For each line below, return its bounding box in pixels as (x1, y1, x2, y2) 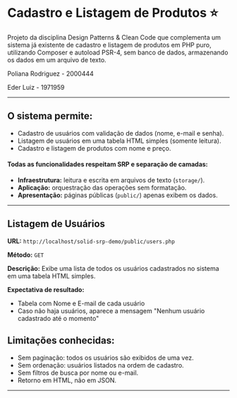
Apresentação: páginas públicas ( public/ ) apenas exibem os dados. (17, 191, 218, 199)
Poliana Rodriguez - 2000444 (7, 69, 94, 78)
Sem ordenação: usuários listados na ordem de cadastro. (17, 361, 185, 369)
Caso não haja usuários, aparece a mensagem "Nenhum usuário (17, 306, 205, 315)
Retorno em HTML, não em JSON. (17, 375, 117, 385)
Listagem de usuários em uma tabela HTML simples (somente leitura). (17, 136, 221, 145)
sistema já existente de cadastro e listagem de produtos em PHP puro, (7, 40, 212, 49)
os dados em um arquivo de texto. (7, 55, 107, 64)
